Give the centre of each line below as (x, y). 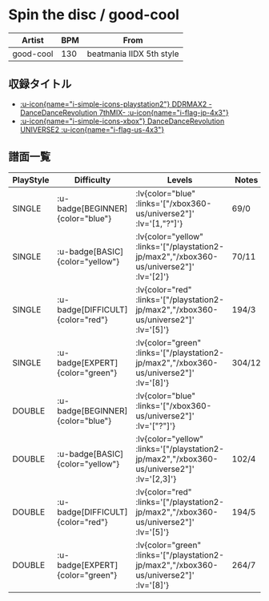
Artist (32, 40)
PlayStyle (31, 179)
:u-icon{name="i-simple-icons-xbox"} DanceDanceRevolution (122, 121)
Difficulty (92, 179)
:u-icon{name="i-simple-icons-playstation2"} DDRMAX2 (113, 104)
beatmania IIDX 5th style (133, 54)
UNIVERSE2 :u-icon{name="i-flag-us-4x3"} (92, 129)
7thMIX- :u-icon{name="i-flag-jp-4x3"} (164, 112)
